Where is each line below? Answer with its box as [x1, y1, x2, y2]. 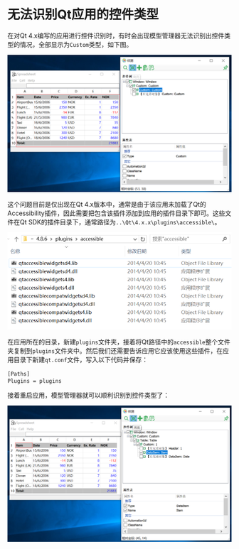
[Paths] [7, 370, 31, 377]
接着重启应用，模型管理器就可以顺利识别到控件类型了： [7, 391, 169, 399]
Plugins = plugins [7, 377, 62, 384]
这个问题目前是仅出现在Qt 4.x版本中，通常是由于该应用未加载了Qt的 [7, 200, 206, 208]
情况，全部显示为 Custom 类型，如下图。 [19, 40, 133, 48]
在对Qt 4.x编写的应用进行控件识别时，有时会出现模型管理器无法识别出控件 [7, 31, 225, 40]
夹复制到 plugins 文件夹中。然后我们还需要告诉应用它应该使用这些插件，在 [7, 346, 223, 355]
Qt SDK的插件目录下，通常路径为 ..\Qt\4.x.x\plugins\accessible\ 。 [19, 217, 221, 226]
